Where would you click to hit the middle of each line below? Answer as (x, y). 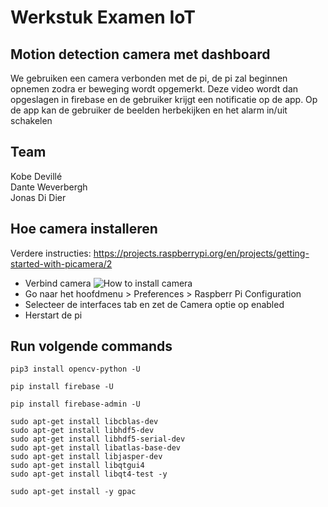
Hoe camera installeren (84, 229)
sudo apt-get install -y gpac (73, 492)
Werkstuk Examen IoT (103, 17)
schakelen (31, 120)
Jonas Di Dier (38, 197)
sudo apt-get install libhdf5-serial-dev (98, 439)
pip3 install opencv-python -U (75, 369)
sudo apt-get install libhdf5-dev (82, 431)
